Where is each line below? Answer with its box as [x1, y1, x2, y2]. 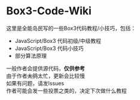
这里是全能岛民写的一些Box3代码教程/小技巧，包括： [6, 24, 136, 32]
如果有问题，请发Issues [6, 79, 65, 87]
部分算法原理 [14, 52, 47, 59]
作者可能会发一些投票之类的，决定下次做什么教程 [6, 87, 127, 94]
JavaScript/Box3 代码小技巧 [14, 45, 84, 52]
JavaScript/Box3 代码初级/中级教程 [14, 37, 102, 44]
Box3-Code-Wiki [6, 4, 92, 18]
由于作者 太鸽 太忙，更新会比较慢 [6, 72, 85, 79]
